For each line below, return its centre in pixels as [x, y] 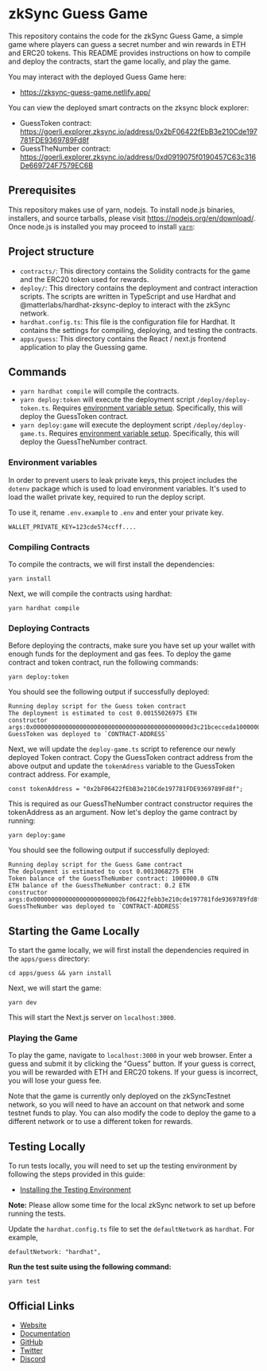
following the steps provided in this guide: [77, 1174]
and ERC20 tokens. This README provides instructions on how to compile [130, 53]
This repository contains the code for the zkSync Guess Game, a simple [126, 36]
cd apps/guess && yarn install [60, 973]
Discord [33, 1359]
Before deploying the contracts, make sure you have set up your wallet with [132, 645]
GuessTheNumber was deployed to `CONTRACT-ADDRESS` [95, 907]
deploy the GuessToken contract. [74, 417]
